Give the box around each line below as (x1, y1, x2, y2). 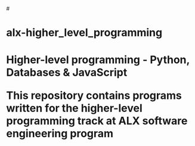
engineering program (6, 127, 114, 141)
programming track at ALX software (6, 114, 188, 128)
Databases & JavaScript (6, 66, 128, 79)
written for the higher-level (6, 101, 143, 115)
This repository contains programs (6, 89, 182, 102)
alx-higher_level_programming (6, 26, 163, 39)
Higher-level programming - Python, (6, 53, 190, 67)
